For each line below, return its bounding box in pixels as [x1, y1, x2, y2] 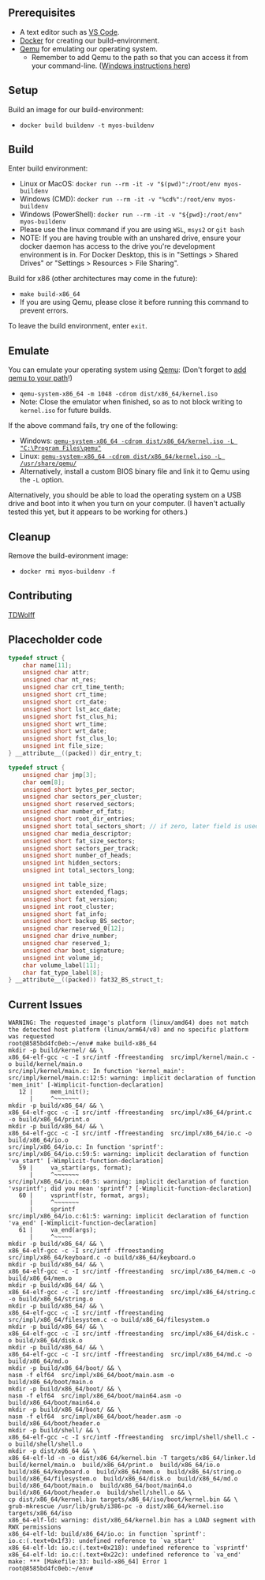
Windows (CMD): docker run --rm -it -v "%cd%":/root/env [19, 194, 215, 204]
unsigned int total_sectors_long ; [22, 866, 136, 875]
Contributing [8, 589, 73, 602]
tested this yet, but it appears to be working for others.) [8, 507, 188, 516]
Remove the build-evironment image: [8, 551, 129, 561]
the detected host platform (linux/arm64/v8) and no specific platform [8, 1026, 248, 1034]
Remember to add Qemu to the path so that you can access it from [31, 52, 248, 62]
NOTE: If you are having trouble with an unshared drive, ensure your [19, 233, 241, 243]
